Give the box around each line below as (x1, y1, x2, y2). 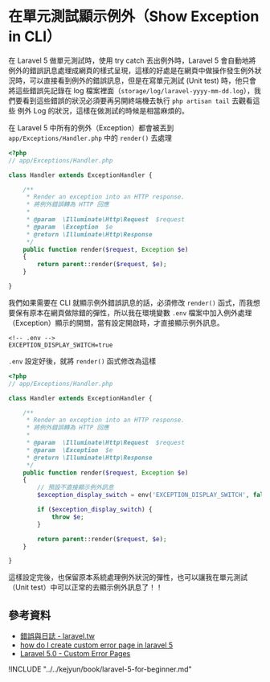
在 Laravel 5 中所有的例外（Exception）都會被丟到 (8, 122, 174, 133)
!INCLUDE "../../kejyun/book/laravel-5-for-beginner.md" (8, 664, 192, 674)
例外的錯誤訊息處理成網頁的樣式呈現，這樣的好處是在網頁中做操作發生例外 (8, 65, 255, 75)
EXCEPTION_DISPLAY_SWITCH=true (8, 341, 113, 349)
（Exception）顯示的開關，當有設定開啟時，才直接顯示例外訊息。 (8, 318, 225, 327)
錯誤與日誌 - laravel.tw (19, 631, 95, 641)
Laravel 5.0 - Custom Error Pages (19, 649, 131, 659)
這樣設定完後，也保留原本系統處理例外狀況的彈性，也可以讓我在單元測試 (8, 573, 247, 582)
